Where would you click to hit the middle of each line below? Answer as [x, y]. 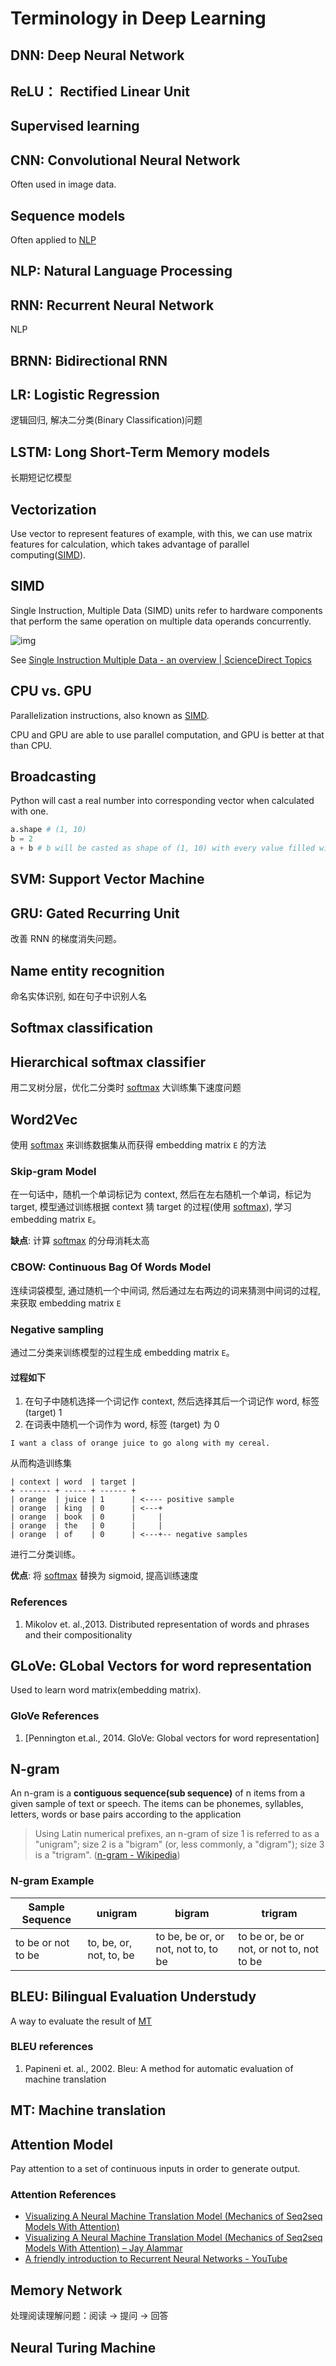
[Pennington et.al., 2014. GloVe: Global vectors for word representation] [172, 1738]
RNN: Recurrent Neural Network [112, 305]
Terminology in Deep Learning [138, 18]
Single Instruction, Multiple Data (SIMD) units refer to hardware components [166, 610]
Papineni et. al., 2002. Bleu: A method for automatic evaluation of [159, 2068]
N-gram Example [52, 1881]
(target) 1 [43, 1413]
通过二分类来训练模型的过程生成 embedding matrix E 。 [122, 1352]
